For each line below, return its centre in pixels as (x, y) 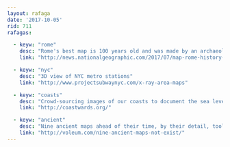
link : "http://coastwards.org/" (65, 108)
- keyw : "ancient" (40, 120)
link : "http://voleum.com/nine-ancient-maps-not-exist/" (102, 133)
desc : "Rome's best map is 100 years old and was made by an (108, 51)
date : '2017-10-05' (35, 20)
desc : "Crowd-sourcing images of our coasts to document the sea (115, 101)
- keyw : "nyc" (33, 70)
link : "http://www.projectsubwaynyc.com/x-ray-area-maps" (104, 83)
